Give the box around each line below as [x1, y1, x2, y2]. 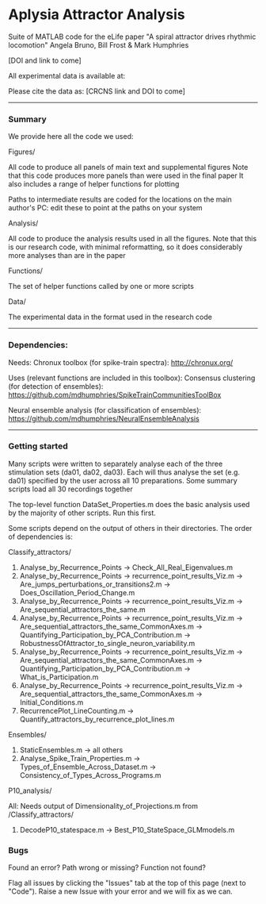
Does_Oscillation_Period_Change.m [19, 587, 135, 597]
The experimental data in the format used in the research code [8, 312, 212, 322]
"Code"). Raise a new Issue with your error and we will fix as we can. [8, 887, 234, 896]
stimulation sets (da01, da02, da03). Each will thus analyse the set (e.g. [8, 467, 240, 477]
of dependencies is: [8, 532, 73, 541]
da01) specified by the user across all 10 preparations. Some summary [8, 475, 237, 485]
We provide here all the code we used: [8, 132, 134, 141]
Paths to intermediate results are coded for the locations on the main [8, 194, 232, 204]
